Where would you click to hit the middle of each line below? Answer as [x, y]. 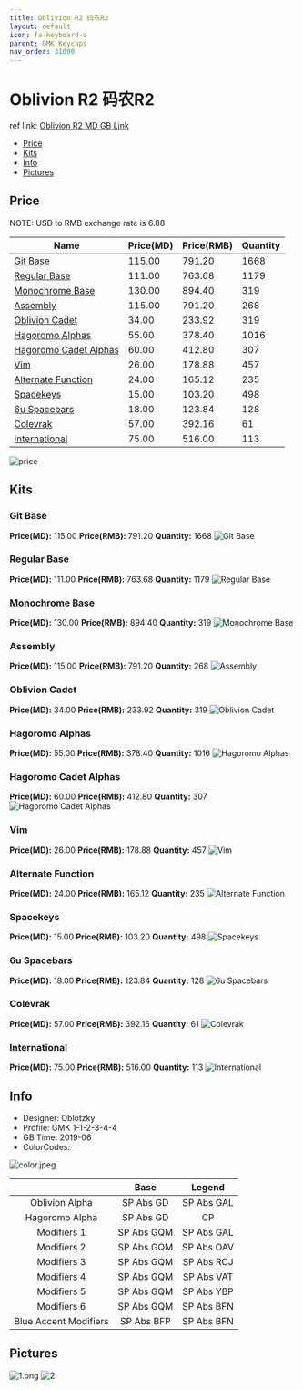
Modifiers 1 [61, 1232]
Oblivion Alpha [61, 1202]
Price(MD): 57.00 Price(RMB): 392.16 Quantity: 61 [104, 1023]
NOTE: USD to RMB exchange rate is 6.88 [87, 223]
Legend [207, 1187]
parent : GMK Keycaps [49, 43]
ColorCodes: [46, 1146]
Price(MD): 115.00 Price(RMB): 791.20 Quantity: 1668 [111, 535]
